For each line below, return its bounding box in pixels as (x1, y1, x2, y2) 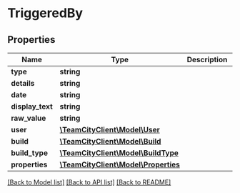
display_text (11, 102, 54, 112)
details (11, 79, 35, 88)
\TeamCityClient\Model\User (59, 125, 160, 134)
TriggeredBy (7, 5, 84, 21)
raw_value (11, 113, 46, 123)
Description (186, 55, 228, 64)
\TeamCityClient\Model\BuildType (59, 148, 179, 158)
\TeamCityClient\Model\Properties (59, 159, 181, 169)
